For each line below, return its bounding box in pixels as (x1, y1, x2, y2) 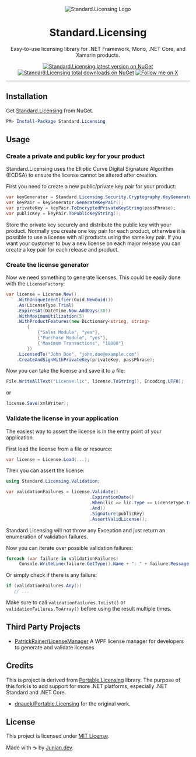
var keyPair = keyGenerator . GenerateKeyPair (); (6, 199, 124, 206)
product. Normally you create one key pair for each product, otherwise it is (6, 227, 185, 234)
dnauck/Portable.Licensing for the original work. (14, 700, 131, 707)
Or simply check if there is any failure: (6, 572, 97, 579)
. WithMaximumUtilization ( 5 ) (16, 313, 85, 319)
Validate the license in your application (6, 414, 118, 422)
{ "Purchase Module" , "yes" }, (37, 335, 108, 341)
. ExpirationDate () (89, 494, 134, 500)
